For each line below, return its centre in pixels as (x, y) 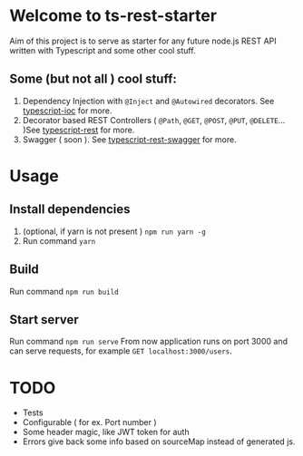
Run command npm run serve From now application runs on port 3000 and (149, 342)
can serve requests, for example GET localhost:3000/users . (121, 351)
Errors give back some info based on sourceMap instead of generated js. (159, 441)
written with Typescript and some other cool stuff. (103, 50)
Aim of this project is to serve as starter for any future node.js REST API (143, 41)
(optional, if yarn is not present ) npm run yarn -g (114, 231)
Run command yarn (59, 240)
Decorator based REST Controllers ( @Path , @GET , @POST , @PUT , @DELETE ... (154, 120)
